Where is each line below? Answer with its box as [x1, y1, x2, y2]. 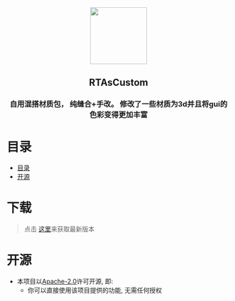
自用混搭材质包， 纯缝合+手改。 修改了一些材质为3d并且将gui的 [9, 99, 228, 109]
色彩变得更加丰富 [89, 110, 148, 120]
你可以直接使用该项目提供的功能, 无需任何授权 [27, 286, 163, 295]
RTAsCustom [89, 77, 148, 89]
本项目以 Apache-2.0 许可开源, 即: [16, 277, 114, 286]
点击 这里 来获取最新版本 [23, 225, 95, 234]
